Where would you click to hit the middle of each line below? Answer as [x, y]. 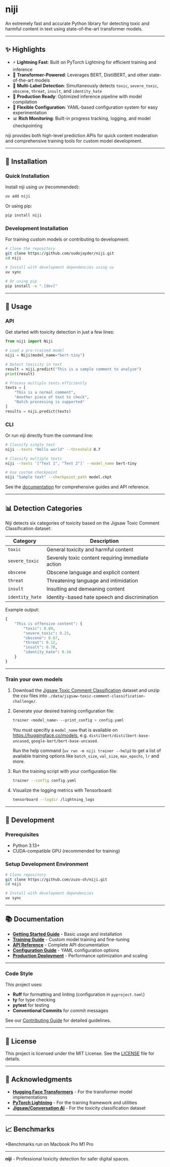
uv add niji [18, 197]
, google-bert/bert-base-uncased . [63, 740]
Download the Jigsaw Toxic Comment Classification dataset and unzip [86, 690]
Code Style [19, 974]
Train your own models [34, 679]
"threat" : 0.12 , [40, 643]
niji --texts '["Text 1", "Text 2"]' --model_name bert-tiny [71, 463]
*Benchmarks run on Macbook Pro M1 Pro [49, 1144]
